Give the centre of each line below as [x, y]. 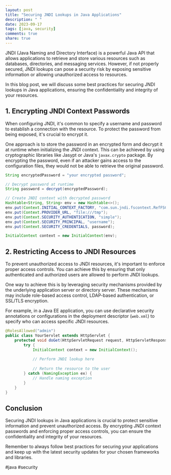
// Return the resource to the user [71, 369]
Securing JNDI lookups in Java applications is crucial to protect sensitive [82, 421]
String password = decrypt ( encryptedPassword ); [57, 189]
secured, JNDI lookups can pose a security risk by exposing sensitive [78, 69]
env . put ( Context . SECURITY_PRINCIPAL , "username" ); [60, 222]
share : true [18, 39]
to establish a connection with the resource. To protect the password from [83, 129]
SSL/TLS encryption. [27, 301]
